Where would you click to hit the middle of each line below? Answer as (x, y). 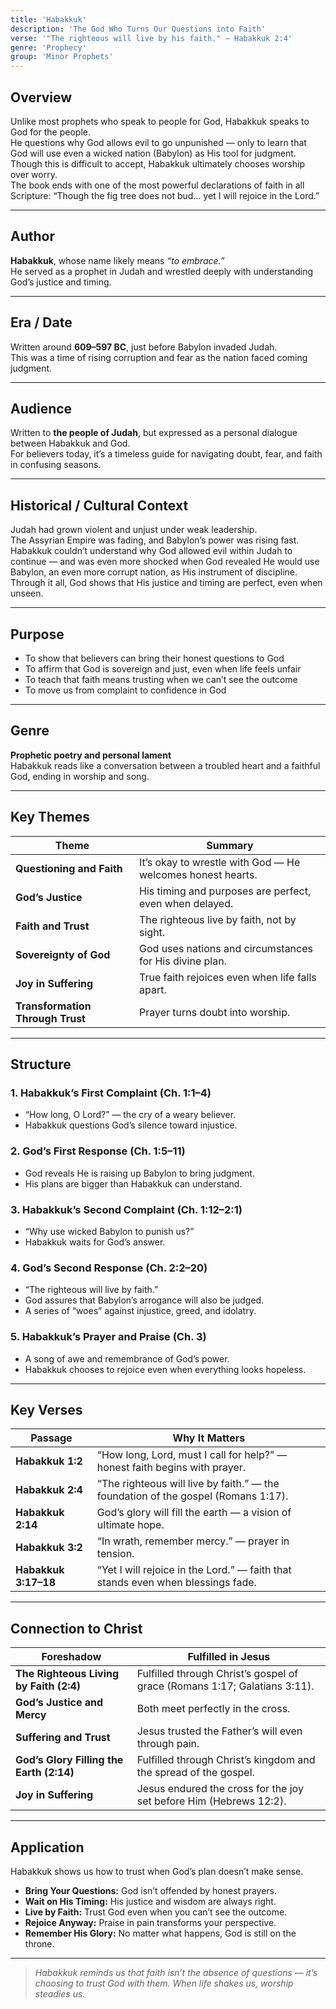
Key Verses (46, 1409)
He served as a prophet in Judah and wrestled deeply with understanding (162, 271)
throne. (39, 1943)
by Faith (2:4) (48, 1686)
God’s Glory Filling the (69, 1760)
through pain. (168, 1744)
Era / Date (41, 322)
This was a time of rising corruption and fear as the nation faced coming (159, 357)
